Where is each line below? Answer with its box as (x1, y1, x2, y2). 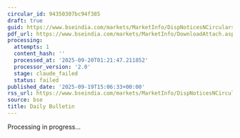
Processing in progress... (7, 122, 81, 131)
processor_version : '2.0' (14, 63, 91, 70)
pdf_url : (7, 30, 34, 38)
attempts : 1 (14, 43, 50, 51)
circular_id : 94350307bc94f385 (7, 10, 101, 18)
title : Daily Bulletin (7, 103, 75, 110)
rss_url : (7, 90, 34, 97)
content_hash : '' (14, 51, 66, 58)
